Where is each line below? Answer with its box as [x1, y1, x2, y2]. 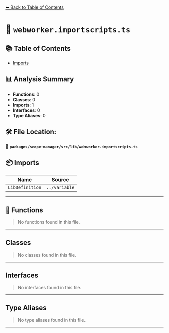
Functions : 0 [12, 91, 40, 97]
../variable [46, 185, 75, 190]
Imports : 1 [12, 102, 34, 108]
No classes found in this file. [17, 252, 76, 258]
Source [51, 176, 69, 183]
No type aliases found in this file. [17, 317, 86, 323]
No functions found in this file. [17, 219, 80, 225]
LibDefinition [8, 185, 42, 190]
